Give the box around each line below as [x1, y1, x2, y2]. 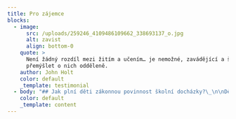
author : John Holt [20, 69, 74, 76]
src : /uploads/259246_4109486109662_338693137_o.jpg [25, 29, 184, 37]
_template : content [20, 101, 77, 108]
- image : [13, 23, 39, 30]
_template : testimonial [20, 82, 90, 89]
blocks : [7, 17, 30, 24]
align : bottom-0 [25, 43, 74, 50]
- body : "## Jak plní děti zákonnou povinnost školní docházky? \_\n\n [13, 88, 225, 95]
